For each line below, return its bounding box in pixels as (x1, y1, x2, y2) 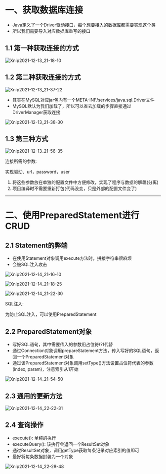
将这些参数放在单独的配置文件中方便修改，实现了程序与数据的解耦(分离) (12, 179, 159, 185)
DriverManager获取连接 (12, 109, 61, 115)
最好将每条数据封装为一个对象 (12, 453, 73, 459)
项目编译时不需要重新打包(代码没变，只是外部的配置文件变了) (12, 185, 137, 191)
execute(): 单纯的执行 (12, 435, 56, 441)
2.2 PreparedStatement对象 (5, 327, 92, 336)
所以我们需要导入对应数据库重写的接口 (12, 28, 90, 34)
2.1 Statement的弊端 (5, 241, 68, 249)
